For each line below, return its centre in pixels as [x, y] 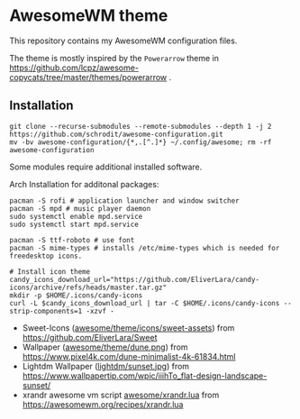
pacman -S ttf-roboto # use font [72, 240]
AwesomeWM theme [89, 16]
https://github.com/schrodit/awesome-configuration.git [116, 134]
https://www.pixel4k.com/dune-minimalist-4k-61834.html [129, 356]
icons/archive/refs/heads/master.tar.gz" [88, 287]
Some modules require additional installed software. [106, 167]
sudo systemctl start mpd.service [74, 224]
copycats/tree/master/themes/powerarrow [88, 77]
